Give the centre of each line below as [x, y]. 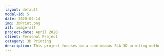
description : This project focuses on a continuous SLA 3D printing [76, 46]
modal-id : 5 [17, 14]
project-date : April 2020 [31, 32]
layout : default [21, 9]
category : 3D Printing [28, 41]
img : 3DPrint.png [23, 23]
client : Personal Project [31, 37]
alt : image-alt [20, 28]
